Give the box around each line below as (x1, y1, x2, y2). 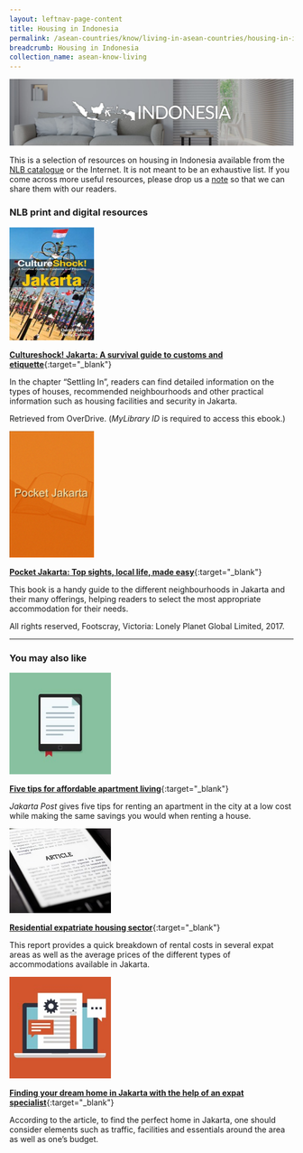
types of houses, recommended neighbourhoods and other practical (9, 386, 264, 396)
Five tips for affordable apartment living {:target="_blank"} (9, 784, 229, 795)
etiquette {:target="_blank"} (9, 358, 113, 369)
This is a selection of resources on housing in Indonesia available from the (9, 154, 286, 166)
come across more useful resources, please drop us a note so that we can (9, 174, 286, 185)
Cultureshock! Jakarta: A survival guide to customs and (9, 349, 224, 360)
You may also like (9, 651, 87, 664)
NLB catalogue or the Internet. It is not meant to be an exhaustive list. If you (9, 164, 290, 175)
